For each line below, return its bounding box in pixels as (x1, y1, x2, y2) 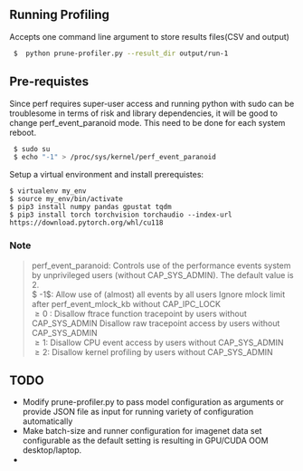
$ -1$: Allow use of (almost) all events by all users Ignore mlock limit (31, 289, 286, 300)
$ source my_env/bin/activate (9, 195, 124, 204)
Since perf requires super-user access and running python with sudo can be (9, 98, 295, 109)
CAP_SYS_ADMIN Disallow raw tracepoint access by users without (31, 317, 280, 329)
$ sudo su (13, 144, 51, 153)
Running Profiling (9, 7, 110, 23)
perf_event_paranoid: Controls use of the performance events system (31, 260, 291, 271)
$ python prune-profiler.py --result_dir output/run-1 (13, 49, 229, 58)
